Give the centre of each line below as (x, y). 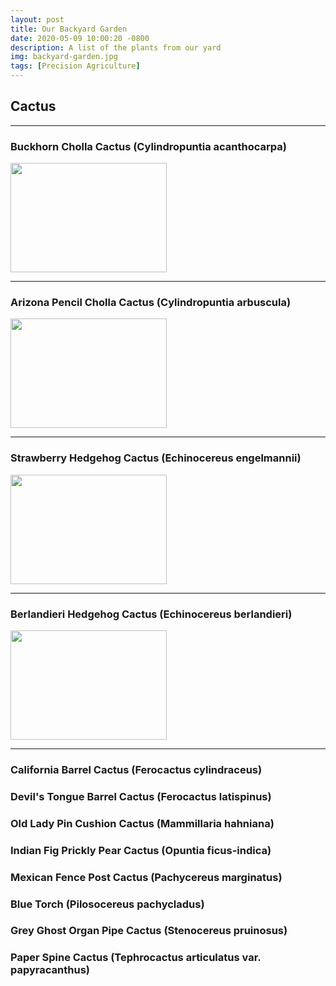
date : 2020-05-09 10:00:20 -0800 (80, 38)
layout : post (37, 19)
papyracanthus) (50, 970)
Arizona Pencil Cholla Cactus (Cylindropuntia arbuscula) (151, 303)
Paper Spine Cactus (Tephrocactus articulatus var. (136, 958)
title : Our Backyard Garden (69, 29)
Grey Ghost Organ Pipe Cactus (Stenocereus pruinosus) (149, 931)
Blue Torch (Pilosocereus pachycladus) (107, 904)
